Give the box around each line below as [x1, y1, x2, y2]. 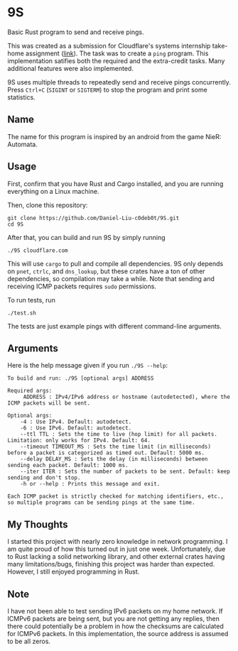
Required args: [7, 388, 53, 395]
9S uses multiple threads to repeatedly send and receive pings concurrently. [7, 77, 231, 86]
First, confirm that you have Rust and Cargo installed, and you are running [7, 179, 224, 188]
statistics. [7, 93, 36, 102]
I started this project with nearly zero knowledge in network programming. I [7, 537, 228, 546]
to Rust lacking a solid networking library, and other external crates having [7, 552, 225, 561]
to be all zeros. [7, 637, 51, 645]
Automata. [7, 140, 38, 148]
